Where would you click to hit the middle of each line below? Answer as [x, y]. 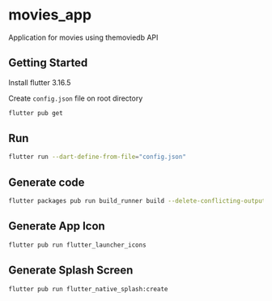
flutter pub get [36, 113]
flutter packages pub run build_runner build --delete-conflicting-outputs [139, 201]
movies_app [50, 15]
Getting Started [48, 63]
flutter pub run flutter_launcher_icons [78, 245]
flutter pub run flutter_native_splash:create [88, 289]
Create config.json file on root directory [76, 98]
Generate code [47, 182]
